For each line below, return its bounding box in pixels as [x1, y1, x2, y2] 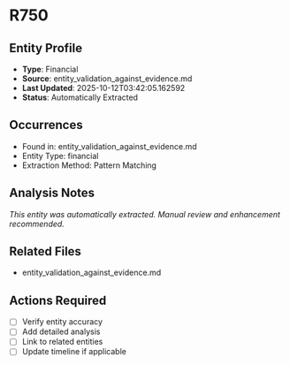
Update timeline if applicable [21, 346, 126, 357]
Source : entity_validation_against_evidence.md [21, 73, 193, 84]
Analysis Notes [9, 186, 95, 201]
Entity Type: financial [21, 150, 99, 161]
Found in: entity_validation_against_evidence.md [21, 141, 197, 151]
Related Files [9, 244, 82, 259]
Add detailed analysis [21, 326, 101, 337]
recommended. [9, 218, 65, 229]
